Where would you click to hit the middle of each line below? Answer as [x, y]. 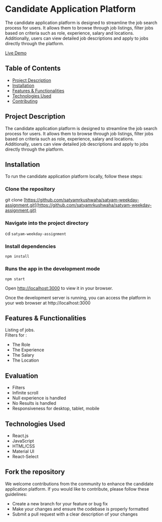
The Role [21, 345]
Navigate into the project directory [47, 223]
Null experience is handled [39, 398]
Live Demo [16, 53]
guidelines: [16, 494]
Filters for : [16, 335]
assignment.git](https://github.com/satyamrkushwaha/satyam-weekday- [78, 205]
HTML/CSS [23, 446]
